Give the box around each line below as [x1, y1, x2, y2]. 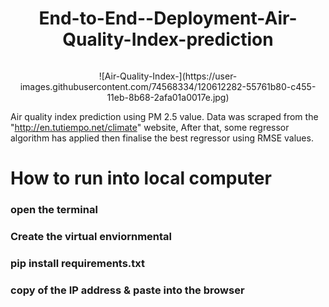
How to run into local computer [10, 167, 272, 190]
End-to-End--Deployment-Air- [38, 7, 298, 30]
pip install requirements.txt [10, 256, 146, 270]
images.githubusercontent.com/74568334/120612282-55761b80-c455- [19, 80, 317, 92]
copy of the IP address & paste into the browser [10, 283, 245, 297]
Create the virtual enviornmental [10, 229, 173, 243]
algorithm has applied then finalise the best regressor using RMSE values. [10, 132, 314, 144]
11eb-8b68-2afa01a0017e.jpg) [106, 91, 230, 103]
